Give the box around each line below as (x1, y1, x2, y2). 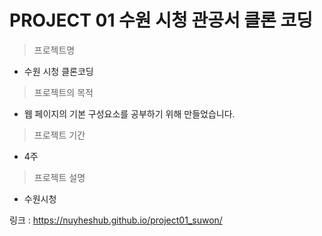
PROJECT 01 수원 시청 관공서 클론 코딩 (9, 9, 313, 32)
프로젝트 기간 (33, 129, 86, 141)
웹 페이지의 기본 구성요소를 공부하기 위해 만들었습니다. (23, 107, 236, 120)
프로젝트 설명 (33, 171, 86, 183)
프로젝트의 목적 (33, 86, 94, 98)
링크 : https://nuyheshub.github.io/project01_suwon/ (9, 214, 223, 226)
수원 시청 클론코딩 (23, 65, 94, 77)
